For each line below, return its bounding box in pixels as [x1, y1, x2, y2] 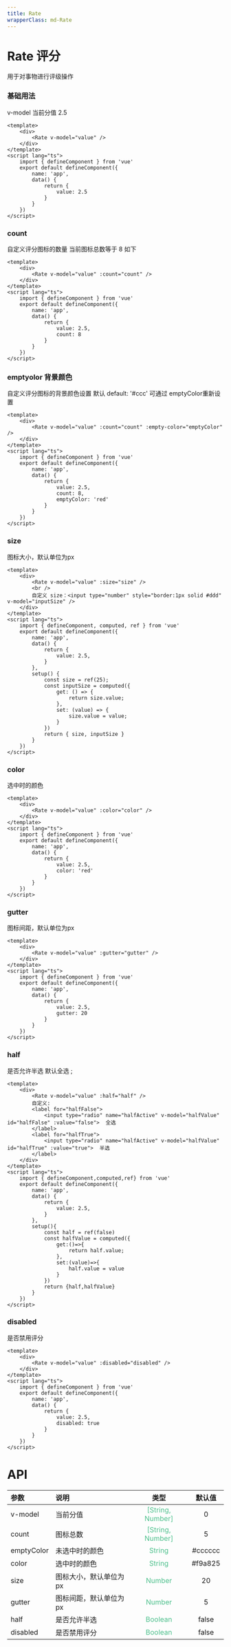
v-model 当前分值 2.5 [7, 108, 67, 116]
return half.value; [68, 1247, 125, 1254]
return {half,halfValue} [43, 1283, 115, 1290]
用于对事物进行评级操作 [7, 72, 74, 81]
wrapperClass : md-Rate [7, 17, 72, 23]
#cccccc [192, 1545, 221, 1555]
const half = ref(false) [43, 1229, 115, 1236]
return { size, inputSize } [43, 730, 125, 737]
